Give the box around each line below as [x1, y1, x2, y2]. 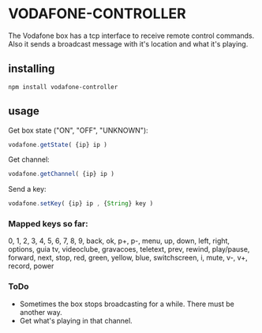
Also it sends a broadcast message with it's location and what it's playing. [8, 39, 249, 48]
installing [8, 62, 55, 76]
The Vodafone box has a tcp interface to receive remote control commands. [8, 31, 255, 40]
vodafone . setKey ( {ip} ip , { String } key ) [8, 200, 154, 208]
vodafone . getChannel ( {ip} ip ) [8, 170, 114, 178]
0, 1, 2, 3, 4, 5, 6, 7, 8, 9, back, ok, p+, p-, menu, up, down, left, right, [8, 236, 230, 245]
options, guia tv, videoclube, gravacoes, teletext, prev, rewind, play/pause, [8, 245, 250, 254]
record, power [8, 261, 54, 271]
